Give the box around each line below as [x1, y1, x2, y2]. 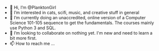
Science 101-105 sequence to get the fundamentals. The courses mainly [9, 20, 154, 25]
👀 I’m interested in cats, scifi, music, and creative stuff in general [9, 10, 140, 15]
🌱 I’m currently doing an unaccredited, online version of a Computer [9, 15, 146, 20]
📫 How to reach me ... [9, 41, 55, 46]
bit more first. [9, 35, 37, 41]
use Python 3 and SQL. [9, 25, 56, 31]
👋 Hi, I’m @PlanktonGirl [9, 5, 56, 10]
